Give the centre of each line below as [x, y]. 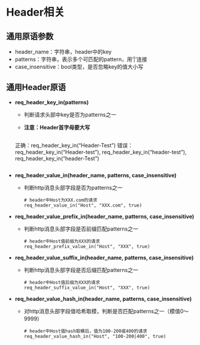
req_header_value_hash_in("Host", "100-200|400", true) [95, 336]
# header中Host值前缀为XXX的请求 [62, 241]
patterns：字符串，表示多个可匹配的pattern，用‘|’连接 [81, 59]
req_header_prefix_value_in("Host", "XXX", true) [87, 246]
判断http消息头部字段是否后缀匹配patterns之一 [81, 270]
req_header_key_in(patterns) [51, 102]
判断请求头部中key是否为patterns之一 [70, 114]
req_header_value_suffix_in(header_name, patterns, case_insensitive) [104, 258]
